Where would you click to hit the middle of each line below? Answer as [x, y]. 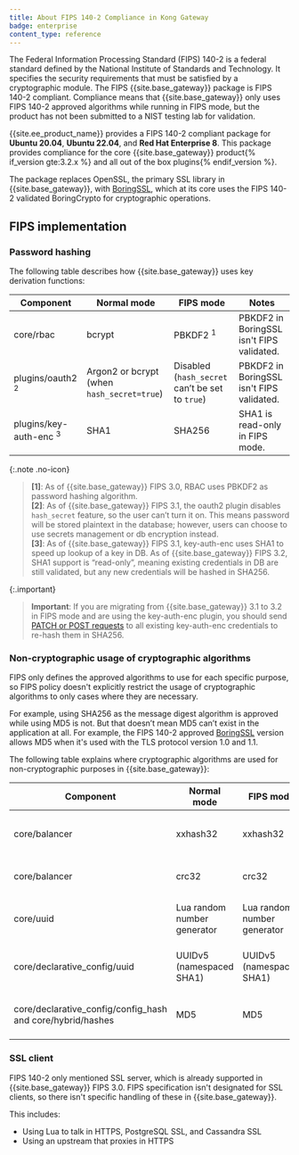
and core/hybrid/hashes [64, 1020]
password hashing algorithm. [84, 496]
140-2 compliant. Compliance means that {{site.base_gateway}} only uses [145, 97]
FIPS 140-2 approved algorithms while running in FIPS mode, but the [134, 107]
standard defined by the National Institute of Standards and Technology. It [145, 69]
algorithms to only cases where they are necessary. [104, 696]
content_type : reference [55, 34]
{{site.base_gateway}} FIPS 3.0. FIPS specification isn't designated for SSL [146, 1087]
